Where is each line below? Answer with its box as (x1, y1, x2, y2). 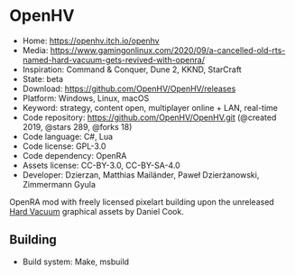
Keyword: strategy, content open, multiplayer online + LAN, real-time (22, 102, 278, 113)
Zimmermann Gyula (22, 179, 97, 189)
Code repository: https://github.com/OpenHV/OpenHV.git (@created (22, 112, 277, 123)
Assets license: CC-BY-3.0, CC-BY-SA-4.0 (22, 160, 180, 170)
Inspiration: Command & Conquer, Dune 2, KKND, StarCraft (22, 64, 242, 75)
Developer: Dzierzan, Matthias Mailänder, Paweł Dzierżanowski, (22, 169, 260, 180)
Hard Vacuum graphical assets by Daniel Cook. (9, 206, 185, 216)
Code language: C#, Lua (22, 131, 114, 142)
